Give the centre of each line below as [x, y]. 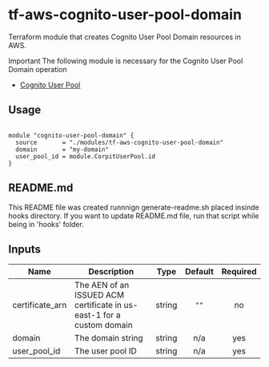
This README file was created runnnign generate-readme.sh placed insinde [134, 207]
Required [239, 272]
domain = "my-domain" [62, 150]
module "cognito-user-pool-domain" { [71, 135]
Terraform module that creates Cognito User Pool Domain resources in [125, 37]
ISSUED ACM [100, 295]
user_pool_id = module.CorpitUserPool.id [86, 156]
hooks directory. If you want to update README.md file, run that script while [134, 215]
